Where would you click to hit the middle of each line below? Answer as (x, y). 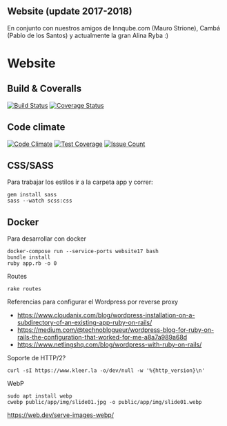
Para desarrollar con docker (47, 239)
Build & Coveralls (44, 89)
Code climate (36, 127)
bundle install (29, 258)
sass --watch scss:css (40, 201)
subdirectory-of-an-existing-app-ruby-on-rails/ (85, 323)
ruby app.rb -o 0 (32, 263)
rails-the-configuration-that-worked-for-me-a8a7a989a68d (102, 337)
